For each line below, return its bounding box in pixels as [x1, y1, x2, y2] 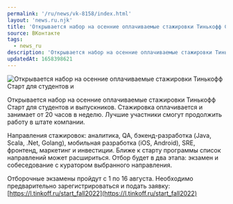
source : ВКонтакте [7, 29, 60, 37]
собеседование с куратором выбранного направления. [7, 161, 173, 169]
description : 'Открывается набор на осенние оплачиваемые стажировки [7, 49, 213, 56]
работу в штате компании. [7, 118, 85, 126]
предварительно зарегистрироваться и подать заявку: [7, 182, 171, 190]
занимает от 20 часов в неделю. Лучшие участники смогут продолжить [7, 110, 223, 118]
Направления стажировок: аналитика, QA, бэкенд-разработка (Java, [7, 131, 212, 139]
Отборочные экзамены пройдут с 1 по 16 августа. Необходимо [7, 174, 193, 182]
